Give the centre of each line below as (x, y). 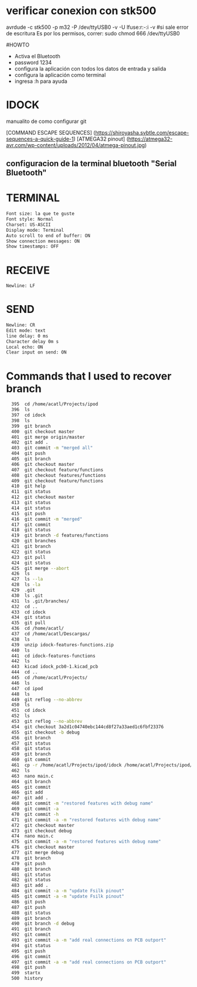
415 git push (28, 513)
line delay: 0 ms (27, 336)
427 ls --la (27, 579)
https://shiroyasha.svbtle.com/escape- (142, 132)
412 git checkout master (43, 497)
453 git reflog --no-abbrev (47, 722)
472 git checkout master (43, 825)
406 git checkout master (43, 464)
